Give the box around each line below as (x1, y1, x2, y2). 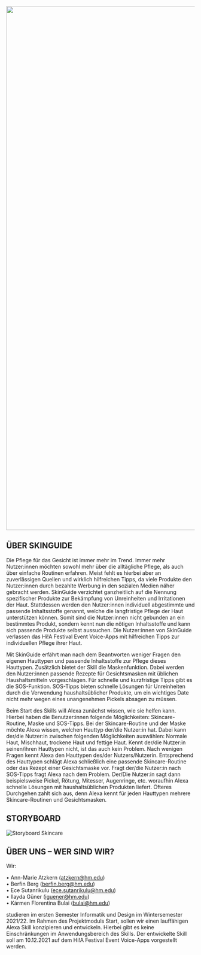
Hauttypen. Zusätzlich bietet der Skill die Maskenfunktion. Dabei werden (6, 663, 184, 671)
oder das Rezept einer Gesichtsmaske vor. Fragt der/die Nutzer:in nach (6, 764, 181, 771)
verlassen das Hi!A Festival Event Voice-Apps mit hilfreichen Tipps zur (6, 633, 179, 640)
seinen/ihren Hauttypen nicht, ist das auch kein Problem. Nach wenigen (6, 745, 182, 752)
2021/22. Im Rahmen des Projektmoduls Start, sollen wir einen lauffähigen (6, 917, 188, 924)
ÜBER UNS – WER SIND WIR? (6, 847, 115, 857)
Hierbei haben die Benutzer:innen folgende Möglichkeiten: (6, 713, 150, 720)
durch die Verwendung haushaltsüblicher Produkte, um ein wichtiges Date (6, 689, 190, 696)
